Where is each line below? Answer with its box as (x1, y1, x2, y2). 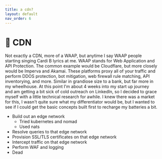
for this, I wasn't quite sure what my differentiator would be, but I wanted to (5, 99, 155, 105)
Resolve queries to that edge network (12, 129, 87, 135)
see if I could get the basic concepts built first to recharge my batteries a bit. (5, 104, 158, 110)
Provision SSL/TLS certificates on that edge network (12, 134, 117, 140)
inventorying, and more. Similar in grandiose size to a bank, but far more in (5, 78, 154, 85)
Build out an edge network (12, 114, 65, 119)
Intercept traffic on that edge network (12, 139, 87, 145)
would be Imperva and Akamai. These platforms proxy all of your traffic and (5, 68, 156, 74)
